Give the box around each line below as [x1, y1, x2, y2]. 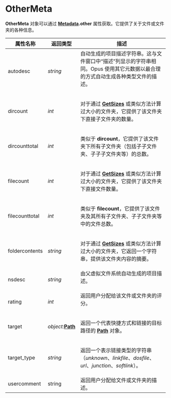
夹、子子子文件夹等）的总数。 [80, 150, 152, 158]
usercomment [8, 380, 41, 387]
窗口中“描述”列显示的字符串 [85, 57, 151, 65]
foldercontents [8, 247, 43, 254]
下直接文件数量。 [80, 185, 121, 192]
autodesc [8, 67, 31, 74]
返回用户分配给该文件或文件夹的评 [80, 292, 162, 299]
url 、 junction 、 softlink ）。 [80, 362, 141, 369]
